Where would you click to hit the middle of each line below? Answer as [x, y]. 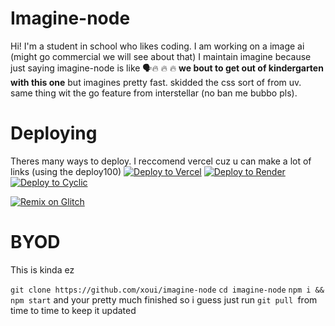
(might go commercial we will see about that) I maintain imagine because [161, 56]
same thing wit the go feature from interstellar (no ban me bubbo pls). [154, 93]
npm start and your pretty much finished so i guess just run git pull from [164, 299]
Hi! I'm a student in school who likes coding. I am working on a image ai [157, 46]
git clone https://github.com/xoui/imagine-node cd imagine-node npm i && [167, 290]
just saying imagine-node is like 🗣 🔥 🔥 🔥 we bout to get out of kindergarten [167, 68]
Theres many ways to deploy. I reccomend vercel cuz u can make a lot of [161, 161]
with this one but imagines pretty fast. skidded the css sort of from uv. [156, 82]
